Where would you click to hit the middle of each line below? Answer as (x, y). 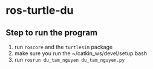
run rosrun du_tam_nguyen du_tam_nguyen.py (70, 60)
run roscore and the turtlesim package (63, 47)
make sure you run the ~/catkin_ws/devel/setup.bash (81, 53)
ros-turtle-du (40, 10)
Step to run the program (52, 33)
